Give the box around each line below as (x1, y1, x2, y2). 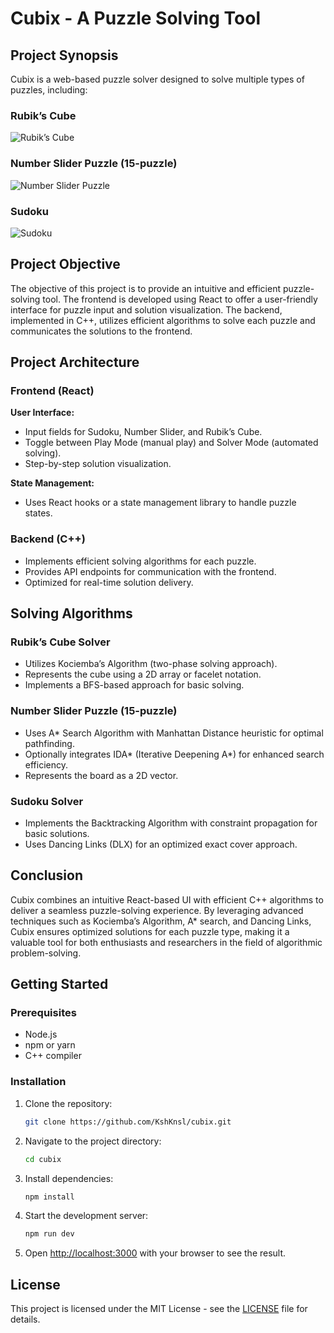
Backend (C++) (10, 532, 86, 546)
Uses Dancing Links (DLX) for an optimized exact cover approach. (24, 838, 298, 850)
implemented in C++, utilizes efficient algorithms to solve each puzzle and (10, 314, 316, 326)
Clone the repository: (24, 1097, 113, 1109)
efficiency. (24, 758, 68, 771)
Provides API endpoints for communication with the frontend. (24, 565, 277, 577)
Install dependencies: (24, 1172, 114, 1184)
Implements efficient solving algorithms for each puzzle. (24, 555, 257, 567)
